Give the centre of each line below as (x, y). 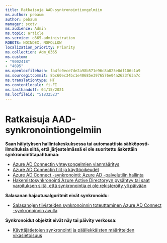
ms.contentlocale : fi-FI (31, 85)
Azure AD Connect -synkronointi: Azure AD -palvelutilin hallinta (78, 175)
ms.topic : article (24, 33)
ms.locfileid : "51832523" (32, 94)
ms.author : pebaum (24, 15)
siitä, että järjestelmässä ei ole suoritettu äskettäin (83, 149)
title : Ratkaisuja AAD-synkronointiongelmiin (54, 10)
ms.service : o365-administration (40, 38)
